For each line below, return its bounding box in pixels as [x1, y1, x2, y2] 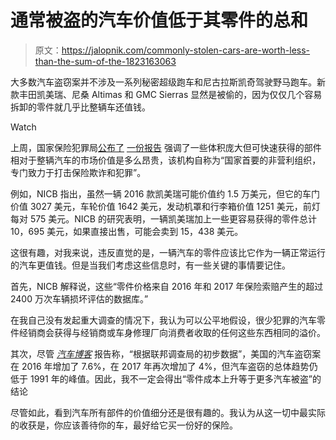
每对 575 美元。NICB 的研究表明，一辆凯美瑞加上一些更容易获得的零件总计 [10, 212, 317, 225]
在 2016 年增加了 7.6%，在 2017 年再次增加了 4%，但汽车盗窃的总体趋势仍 [10, 360, 318, 372]
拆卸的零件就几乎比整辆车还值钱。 [10, 101, 151, 113]
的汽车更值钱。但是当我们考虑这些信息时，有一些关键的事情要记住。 [10, 259, 291, 271]
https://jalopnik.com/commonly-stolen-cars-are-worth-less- [61, 44, 311, 56]
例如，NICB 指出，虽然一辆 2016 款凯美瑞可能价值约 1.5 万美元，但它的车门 [10, 187, 320, 200]
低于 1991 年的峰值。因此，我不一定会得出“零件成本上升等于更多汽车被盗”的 [10, 372, 322, 385]
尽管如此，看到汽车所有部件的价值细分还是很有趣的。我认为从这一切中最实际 [10, 406, 326, 418]
